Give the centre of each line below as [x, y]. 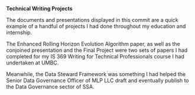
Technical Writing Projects [39, 9]
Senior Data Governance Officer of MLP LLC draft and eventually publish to [97, 80]
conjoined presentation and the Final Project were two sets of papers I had [97, 50]
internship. [19, 32]
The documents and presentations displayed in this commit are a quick [92, 20]
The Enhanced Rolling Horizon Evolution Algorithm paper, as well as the [93, 44]
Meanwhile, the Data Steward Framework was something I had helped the [96, 74]
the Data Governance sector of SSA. [50, 87]
